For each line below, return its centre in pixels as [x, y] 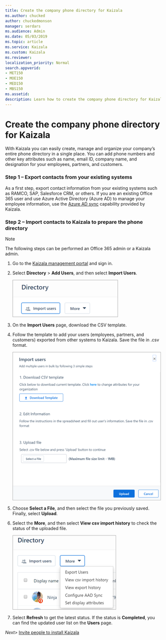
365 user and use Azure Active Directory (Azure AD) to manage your [75, 199]
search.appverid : [23, 68]
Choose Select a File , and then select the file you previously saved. [81, 508]
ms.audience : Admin [25, 31]
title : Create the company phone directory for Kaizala [64, 10]
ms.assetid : [17, 94]
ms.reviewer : [19, 57]
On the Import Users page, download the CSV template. [69, 325]
